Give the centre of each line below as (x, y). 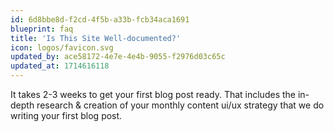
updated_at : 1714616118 (60, 66)
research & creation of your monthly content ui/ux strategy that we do (180, 105)
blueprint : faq (42, 29)
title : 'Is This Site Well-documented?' (96, 38)
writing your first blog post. (66, 115)
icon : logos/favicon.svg (62, 47)
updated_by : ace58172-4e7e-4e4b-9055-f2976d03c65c (118, 57)
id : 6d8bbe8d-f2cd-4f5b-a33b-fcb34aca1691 (100, 19)
